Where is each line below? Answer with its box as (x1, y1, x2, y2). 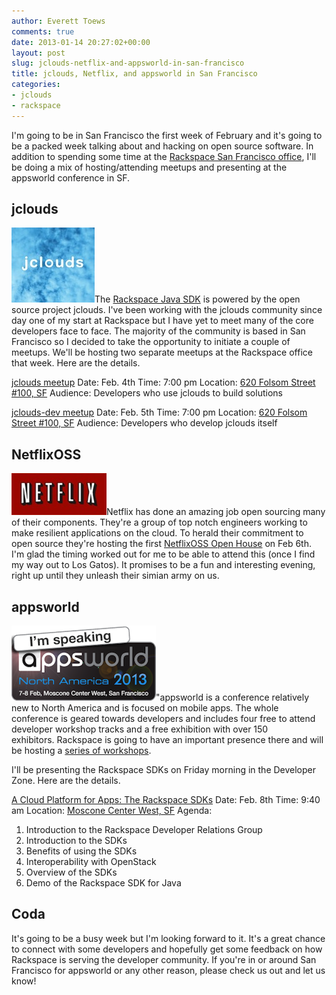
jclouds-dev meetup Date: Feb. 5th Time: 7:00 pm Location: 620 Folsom (11, 406, 308, 419)
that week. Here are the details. (11, 357, 141, 369)
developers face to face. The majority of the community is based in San (11, 325, 306, 337)
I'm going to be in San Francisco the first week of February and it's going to (11, 129, 323, 141)
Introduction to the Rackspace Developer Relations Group (25, 824, 263, 836)
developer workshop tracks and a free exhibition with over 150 (11, 723, 269, 735)
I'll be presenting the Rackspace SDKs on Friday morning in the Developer (11, 764, 317, 776)
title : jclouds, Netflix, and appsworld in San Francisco (11, 69, 258, 79)
